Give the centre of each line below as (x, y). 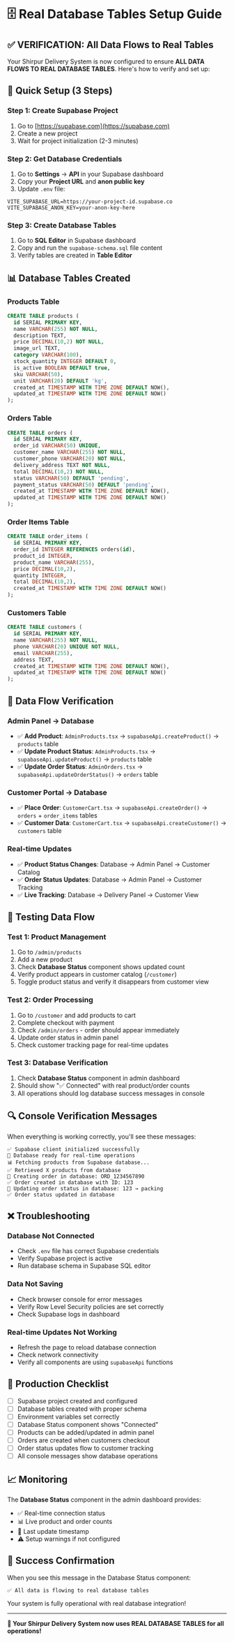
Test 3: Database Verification (58, 1063)
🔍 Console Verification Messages (83, 1116)
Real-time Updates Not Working (62, 1332)
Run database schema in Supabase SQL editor (84, 1266)
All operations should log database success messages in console (111, 1093)
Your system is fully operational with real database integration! (97, 1603)
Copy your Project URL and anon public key (81, 181)
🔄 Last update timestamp (53, 1532)
